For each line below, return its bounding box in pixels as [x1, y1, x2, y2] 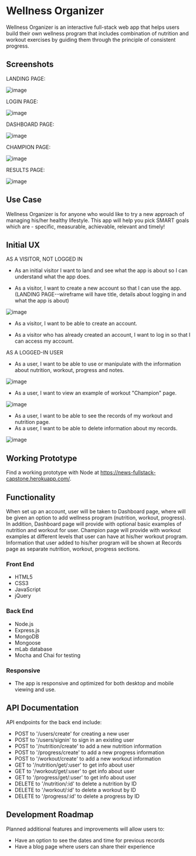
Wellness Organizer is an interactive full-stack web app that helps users [6, 24, 180, 31]
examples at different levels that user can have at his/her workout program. [6, 533, 188, 540]
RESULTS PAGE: [6, 166, 45, 173]
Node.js [14, 620, 34, 628]
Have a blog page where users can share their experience [14, 843, 156, 850]
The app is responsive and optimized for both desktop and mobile [14, 679, 174, 686]
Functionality [6, 492, 56, 502]
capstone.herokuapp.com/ [6, 475, 70, 482]
